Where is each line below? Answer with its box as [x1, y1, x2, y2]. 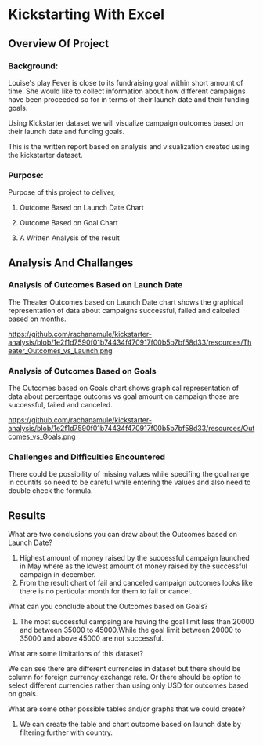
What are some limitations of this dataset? [8, 649, 143, 659]
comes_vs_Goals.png [8, 432, 76, 441]
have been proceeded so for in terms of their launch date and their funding [8, 94, 250, 104]
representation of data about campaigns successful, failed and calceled [8, 305, 240, 315]
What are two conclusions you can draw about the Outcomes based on [8, 530, 237, 539]
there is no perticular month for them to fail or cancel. [19, 586, 193, 596]
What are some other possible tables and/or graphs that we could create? [8, 704, 246, 714]
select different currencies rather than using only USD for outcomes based [8, 681, 249, 690]
